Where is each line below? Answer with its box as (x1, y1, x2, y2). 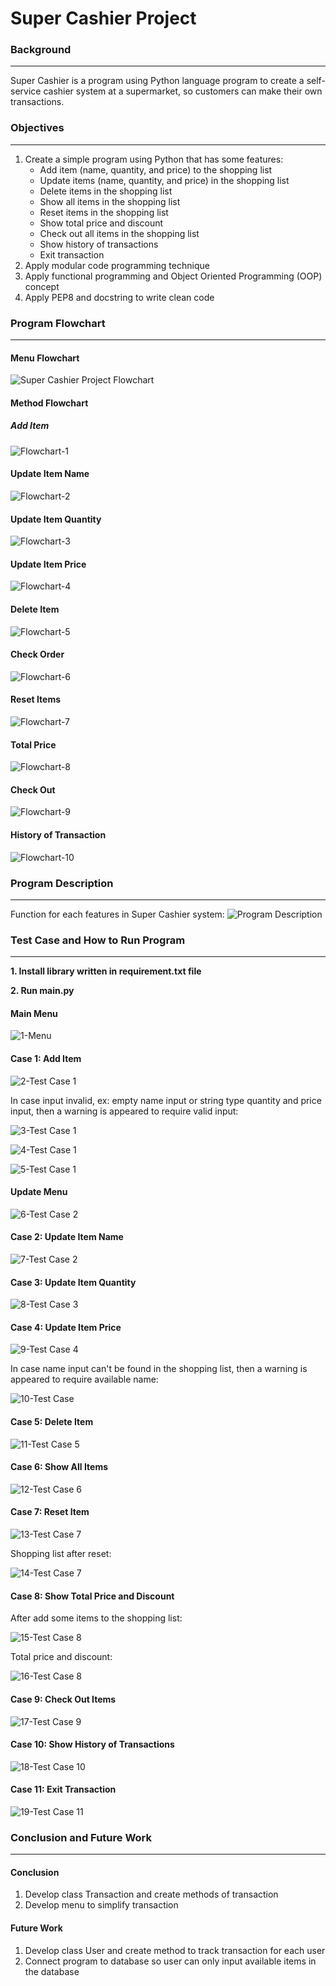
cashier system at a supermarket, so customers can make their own (43, 85, 323, 97)
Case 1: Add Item (10, 1053, 82, 1065)
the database (24, 1965, 80, 1977)
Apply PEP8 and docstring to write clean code (24, 291, 215, 303)
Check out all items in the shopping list (39, 227, 200, 239)
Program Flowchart (10, 316, 106, 330)
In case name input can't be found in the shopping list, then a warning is (10, 1363, 308, 1375)
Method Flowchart (10, 397, 89, 409)
